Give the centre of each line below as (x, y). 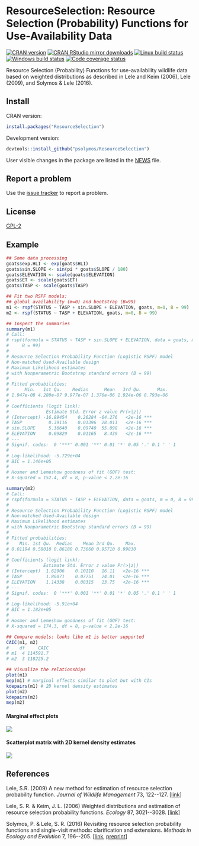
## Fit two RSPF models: (37, 297)
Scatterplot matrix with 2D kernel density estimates (71, 742)
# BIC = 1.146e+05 (29, 461)
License (21, 211)
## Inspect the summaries (38, 323)
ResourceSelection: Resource (81, 11)
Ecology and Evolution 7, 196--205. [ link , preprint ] (67, 836)
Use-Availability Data (59, 36)
